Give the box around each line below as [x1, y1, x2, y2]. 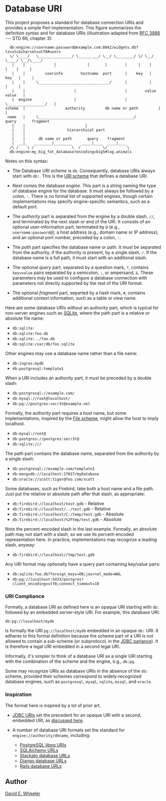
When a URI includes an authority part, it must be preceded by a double [5, 375, 152, 381]
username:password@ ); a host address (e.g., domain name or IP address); [12, 229, 159, 235]
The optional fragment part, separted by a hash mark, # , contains [12, 289, 146, 296]
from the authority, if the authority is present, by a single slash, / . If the [12, 249, 157, 255]
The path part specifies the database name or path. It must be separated [12, 244, 161, 250]
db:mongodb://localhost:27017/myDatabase [12, 471, 99, 476]
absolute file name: [5, 315, 45, 321]
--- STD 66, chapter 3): [5, 35, 53, 41]
